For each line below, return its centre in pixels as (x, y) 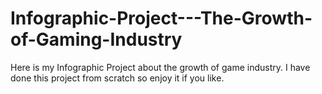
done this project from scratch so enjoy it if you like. (117, 78)
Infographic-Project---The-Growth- (161, 18)
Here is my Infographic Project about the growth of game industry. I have (160, 67)
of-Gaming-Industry (96, 39)
